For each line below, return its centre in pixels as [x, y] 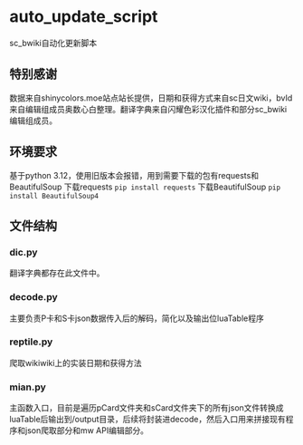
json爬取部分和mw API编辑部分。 [87, 430]
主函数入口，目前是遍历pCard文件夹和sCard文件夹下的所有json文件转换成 [147, 408]
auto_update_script [84, 17]
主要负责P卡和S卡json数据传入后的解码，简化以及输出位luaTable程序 [137, 318]
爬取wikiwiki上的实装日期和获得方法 [76, 363]
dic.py [24, 252]
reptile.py [31, 342]
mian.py [28, 387]
